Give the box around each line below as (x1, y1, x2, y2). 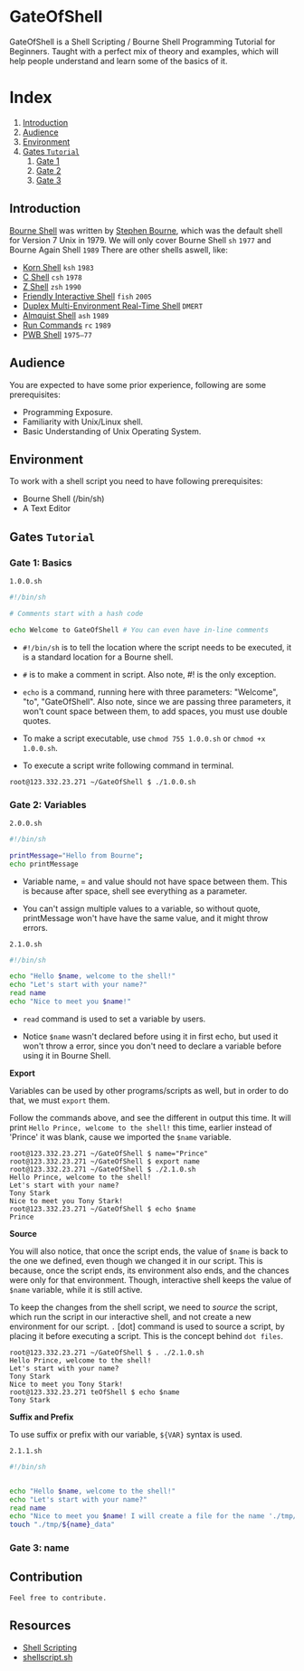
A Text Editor (22, 503, 71, 514)
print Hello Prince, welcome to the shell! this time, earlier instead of (9, 1122, 273, 1133)
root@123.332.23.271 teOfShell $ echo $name (9, 1387, 180, 1397)
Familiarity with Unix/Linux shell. (22, 416, 143, 427)
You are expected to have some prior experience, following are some (9, 379, 267, 390)
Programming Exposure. (22, 406, 113, 417)
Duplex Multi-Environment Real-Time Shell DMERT (22, 300, 204, 311)
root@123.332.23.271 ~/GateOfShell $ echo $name (9, 1204, 196, 1213)
